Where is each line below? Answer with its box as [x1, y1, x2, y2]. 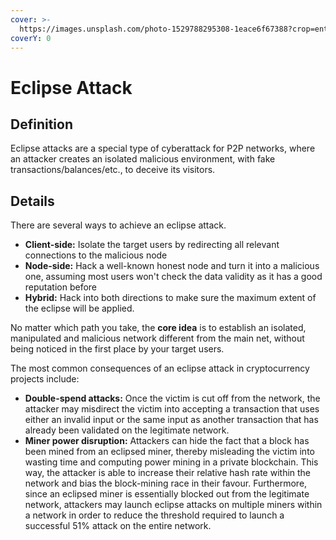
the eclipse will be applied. [24, 302, 135, 315]
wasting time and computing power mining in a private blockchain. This [24, 456, 319, 468]
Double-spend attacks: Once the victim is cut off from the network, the [24, 392, 321, 405]
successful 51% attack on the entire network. [24, 520, 212, 532]
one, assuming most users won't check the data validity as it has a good [24, 271, 323, 283]
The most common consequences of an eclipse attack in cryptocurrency [10, 362, 310, 375]
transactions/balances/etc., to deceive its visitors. [10, 164, 216, 176]
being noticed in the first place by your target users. [10, 343, 225, 355]
